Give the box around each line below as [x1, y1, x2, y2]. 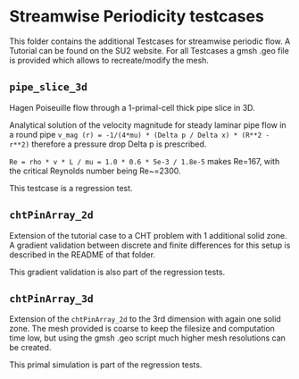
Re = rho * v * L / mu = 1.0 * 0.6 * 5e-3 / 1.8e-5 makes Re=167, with [9, 156, 280, 166]
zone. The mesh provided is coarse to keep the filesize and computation [9, 324, 275, 334]
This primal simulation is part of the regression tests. [9, 359, 203, 370]
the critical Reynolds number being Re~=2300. [9, 165, 181, 176]
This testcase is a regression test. [9, 182, 133, 193]
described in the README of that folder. [9, 248, 156, 260]
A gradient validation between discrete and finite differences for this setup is [9, 240, 291, 250]
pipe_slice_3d [9, 80, 87, 94]
